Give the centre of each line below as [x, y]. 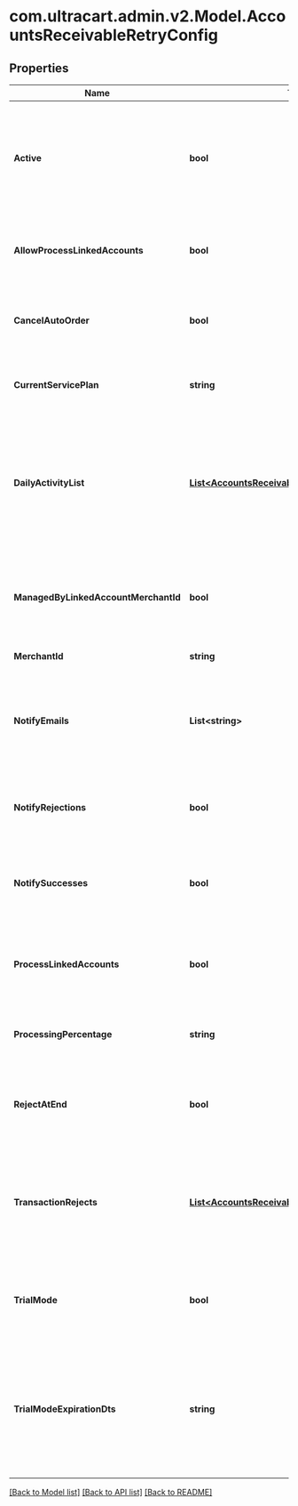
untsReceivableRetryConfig [114, 35]
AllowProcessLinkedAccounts [78, 250]
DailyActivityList [49, 483]
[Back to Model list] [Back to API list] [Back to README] [111, 1492]
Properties [39, 68]
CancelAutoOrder [52, 320]
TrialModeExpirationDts [65, 1409]
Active [28, 158]
